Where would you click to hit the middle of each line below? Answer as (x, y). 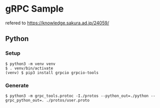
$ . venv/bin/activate (29, 68)
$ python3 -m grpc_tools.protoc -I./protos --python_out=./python (77, 96)
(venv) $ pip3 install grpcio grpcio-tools (52, 73)
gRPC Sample (35, 9)
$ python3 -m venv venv (30, 64)
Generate (17, 85)
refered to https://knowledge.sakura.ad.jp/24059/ (57, 23)
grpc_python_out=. (25, 100)
